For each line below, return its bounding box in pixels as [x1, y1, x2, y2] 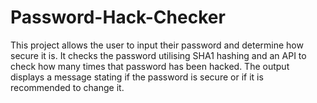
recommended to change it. [10, 81, 125, 93]
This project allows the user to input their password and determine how [10, 39, 304, 51]
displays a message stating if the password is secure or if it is [10, 71, 264, 83]
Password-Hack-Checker [10, 6, 226, 29]
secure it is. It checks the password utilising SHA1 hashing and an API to [10, 49, 307, 61]
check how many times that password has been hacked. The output [10, 60, 290, 72]
